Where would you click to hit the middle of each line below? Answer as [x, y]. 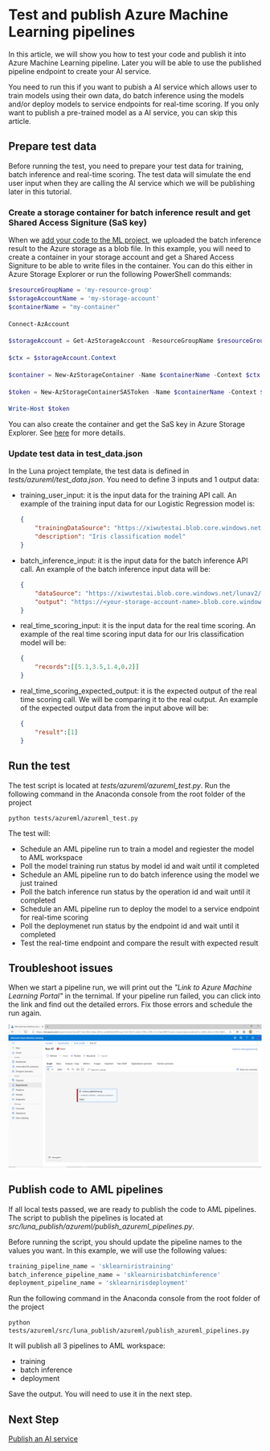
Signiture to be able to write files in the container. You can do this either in [131, 266]
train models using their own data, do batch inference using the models [126, 95]
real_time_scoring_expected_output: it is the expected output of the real [138, 691]
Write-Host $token [39, 409]
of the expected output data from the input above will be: [114, 708]
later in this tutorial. [40, 192]
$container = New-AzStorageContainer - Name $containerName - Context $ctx [135, 375]
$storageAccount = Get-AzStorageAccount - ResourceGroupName [111, 341]
